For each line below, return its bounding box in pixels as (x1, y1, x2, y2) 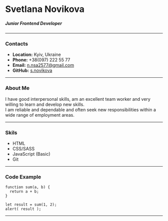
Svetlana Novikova (5, 3, 85, 15)
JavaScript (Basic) (12, 151, 50, 157)
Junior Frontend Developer (5, 20, 62, 26)
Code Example (5, 173, 41, 180)
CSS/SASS (12, 146, 35, 152)
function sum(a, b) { (5, 185, 50, 190)
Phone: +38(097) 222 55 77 (12, 57, 70, 63)
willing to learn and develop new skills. (5, 101, 85, 107)
